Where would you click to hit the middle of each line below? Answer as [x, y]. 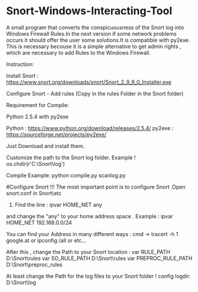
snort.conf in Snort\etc [34, 193]
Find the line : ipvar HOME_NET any [58, 205]
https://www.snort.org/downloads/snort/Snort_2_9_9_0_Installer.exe [89, 82]
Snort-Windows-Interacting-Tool [89, 11]
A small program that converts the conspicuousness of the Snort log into [95, 27]
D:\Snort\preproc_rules [34, 264]
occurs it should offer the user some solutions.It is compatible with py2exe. [98, 40]
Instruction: [20, 64]
